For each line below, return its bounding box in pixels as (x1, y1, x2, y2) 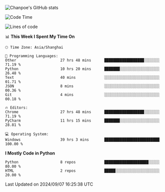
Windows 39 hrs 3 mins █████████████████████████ (5, 137, 160, 142)
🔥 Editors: (5, 105, 28, 110)
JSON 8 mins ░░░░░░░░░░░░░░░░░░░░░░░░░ (5, 84, 160, 89)
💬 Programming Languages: (5, 54, 58, 59)
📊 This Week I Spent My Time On (5, 33, 75, 39)
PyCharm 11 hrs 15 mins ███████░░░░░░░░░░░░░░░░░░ (5, 118, 160, 123)
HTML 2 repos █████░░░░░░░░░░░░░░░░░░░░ (5, 168, 160, 173)
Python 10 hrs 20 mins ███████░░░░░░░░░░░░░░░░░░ (5, 66, 160, 71)
